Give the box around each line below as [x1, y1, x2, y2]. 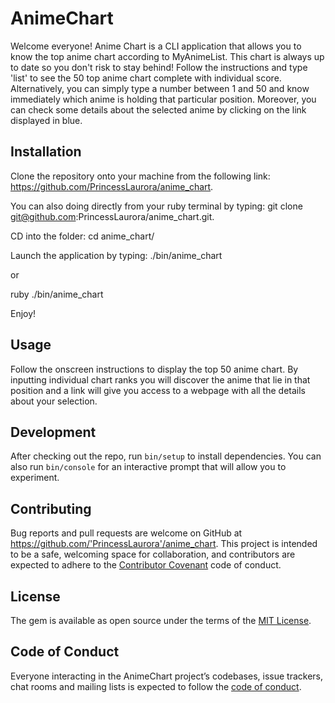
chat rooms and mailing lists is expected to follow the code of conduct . [10, 680, 302, 692]
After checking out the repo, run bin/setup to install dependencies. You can [10, 450, 322, 462]
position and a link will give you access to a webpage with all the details [10, 384, 306, 396]
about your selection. [10, 395, 98, 407]
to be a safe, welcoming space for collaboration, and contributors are [10, 548, 296, 561]
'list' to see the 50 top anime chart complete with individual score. [10, 72, 282, 84]
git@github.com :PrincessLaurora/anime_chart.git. [10, 210, 215, 222]
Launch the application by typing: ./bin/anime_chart [10, 249, 223, 261]
